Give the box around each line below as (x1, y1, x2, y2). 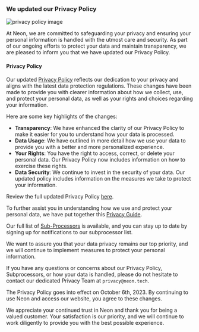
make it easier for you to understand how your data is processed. (14, 131, 175, 138)
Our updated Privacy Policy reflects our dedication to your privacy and (6, 76, 179, 83)
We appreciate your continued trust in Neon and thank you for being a (6, 306, 178, 314)
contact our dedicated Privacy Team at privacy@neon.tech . (6, 277, 150, 284)
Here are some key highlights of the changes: (6, 113, 118, 120)
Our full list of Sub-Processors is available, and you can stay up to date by (6, 222, 188, 229)
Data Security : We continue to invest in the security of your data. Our (14, 169, 185, 176)
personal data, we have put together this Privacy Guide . (6, 210, 143, 218)
